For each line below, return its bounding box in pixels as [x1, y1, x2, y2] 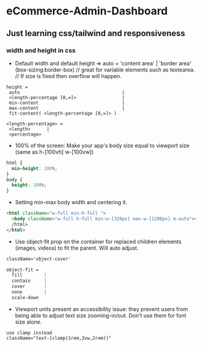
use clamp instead [6, 330, 52, 336]
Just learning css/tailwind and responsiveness [6, 28, 185, 38]
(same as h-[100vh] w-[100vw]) [14, 148, 94, 155]
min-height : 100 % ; [11, 165, 58, 172]
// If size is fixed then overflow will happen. [14, 72, 122, 79]
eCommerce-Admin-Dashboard [6, 4, 168, 18]
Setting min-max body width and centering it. [14, 199, 127, 206]
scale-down [11, 294, 39, 301]
